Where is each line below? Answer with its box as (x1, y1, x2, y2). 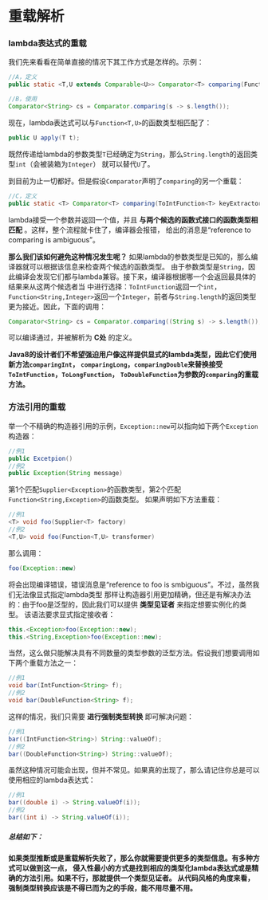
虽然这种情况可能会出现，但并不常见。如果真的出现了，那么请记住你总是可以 (8, 765, 260, 775)
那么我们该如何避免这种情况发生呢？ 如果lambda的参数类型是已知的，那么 (8, 252, 251, 261)
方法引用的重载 (8, 402, 66, 413)
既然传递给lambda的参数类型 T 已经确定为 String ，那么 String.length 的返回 (8, 149, 251, 159)
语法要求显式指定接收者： (30, 609, 116, 619)
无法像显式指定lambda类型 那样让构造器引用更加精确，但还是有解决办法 (14, 589, 251, 599)
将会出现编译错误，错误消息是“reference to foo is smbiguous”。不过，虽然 (8, 580, 253, 589)
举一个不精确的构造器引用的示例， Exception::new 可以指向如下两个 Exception (8, 421, 258, 430)
